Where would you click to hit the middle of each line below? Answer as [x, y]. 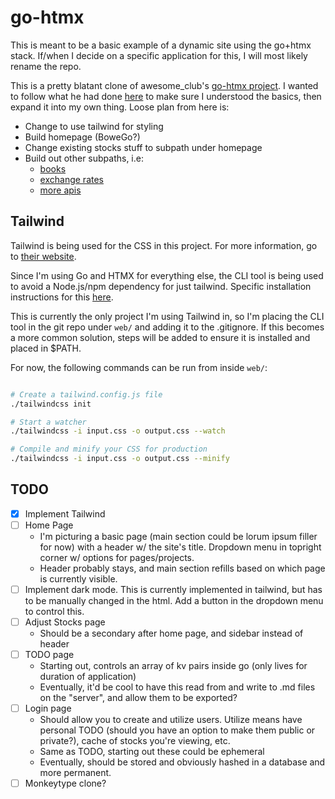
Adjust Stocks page [65, 622]
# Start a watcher [48, 422]
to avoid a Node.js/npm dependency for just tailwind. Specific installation [161, 286]
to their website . [43, 256]
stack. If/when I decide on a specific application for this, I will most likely [159, 55]
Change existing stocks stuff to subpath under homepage [143, 147]
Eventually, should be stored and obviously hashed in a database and [182, 762]
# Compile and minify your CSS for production [109, 449]
